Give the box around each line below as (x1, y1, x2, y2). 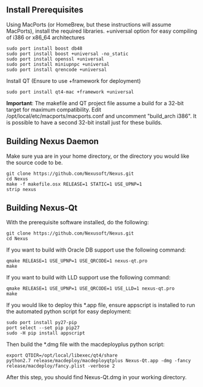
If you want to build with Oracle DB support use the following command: (6, 246, 186, 253)
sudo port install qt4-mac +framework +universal (6, 89, 135, 95)
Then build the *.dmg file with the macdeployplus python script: (6, 341, 165, 348)
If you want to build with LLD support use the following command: (6, 274, 171, 281)
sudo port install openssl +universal (6, 56, 104, 62)
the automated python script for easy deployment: (6, 308, 132, 315)
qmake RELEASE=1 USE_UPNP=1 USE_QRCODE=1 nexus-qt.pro (6, 258, 148, 264)
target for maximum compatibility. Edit (6, 106, 102, 113)
